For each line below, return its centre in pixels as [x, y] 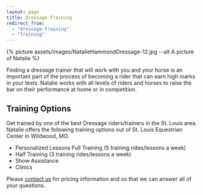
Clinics [23, 167]
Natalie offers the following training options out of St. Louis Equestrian [94, 129]
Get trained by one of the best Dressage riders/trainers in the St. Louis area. [101, 123]
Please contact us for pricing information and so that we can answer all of [99, 179]
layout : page [23, 12]
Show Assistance [37, 160]
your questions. [26, 185]
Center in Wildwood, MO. [38, 136]
